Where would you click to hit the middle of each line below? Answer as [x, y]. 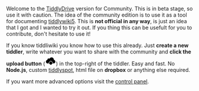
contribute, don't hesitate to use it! [49, 34]
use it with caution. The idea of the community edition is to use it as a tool [97, 15]
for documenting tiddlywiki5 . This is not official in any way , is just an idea [97, 21]
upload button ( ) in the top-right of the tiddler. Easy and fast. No [91, 64]
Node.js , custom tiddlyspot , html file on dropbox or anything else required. [98, 70]
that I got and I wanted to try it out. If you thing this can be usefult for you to [99, 27]
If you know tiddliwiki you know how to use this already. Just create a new [97, 45]
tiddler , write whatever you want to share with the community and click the [99, 52]
